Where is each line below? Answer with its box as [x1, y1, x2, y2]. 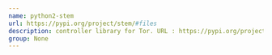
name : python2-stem [8, 11, 74, 20]
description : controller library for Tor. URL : [8, 27, 176, 35]
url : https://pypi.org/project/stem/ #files [8, 19, 158, 27]
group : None [8, 34, 49, 43]
